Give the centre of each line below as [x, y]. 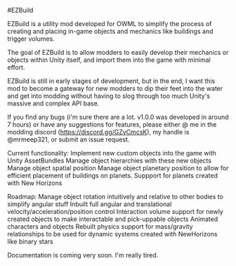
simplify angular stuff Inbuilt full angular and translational [90, 204]
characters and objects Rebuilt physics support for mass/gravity [100, 227]
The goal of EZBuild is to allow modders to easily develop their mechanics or [118, 52]
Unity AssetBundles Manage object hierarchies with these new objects [110, 160]
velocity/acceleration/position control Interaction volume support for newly [115, 211]
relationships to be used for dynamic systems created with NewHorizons [112, 234]
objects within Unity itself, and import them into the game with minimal [109, 60]
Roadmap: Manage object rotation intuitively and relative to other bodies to [115, 197]
